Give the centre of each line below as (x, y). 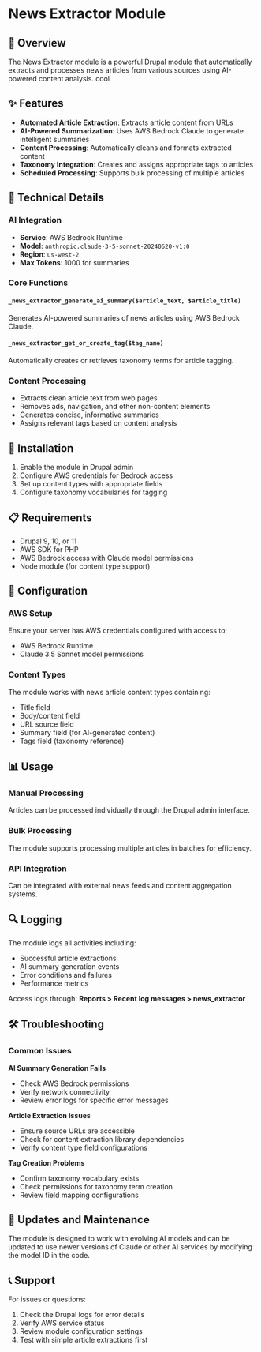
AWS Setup (30, 614)
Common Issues (40, 1051)
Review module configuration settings (81, 1331)
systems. (23, 894)
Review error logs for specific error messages (94, 1100)
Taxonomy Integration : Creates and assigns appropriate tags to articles (136, 164)
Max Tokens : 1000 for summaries (74, 262)
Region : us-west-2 (49, 254)
